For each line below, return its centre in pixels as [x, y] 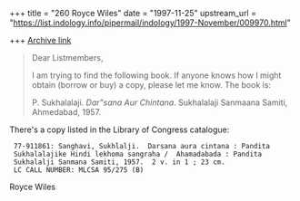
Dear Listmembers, [67, 57]
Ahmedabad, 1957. [66, 112]
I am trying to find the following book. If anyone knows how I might [156, 75]
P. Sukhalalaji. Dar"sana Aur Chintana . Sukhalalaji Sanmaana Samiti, [160, 102]
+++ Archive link [40, 40]
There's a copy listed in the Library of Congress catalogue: [120, 129]
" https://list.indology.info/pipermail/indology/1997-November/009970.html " [150, 23]
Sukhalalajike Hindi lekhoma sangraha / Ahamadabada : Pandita [137, 154]
